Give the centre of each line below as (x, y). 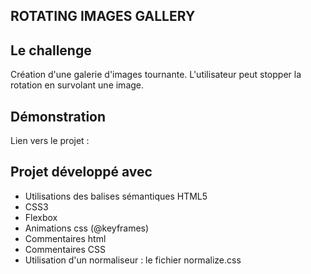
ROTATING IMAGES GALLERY (103, 16)
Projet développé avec (81, 172)
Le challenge (51, 50)
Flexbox (41, 217)
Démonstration (58, 116)
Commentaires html (65, 238)
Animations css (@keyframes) (87, 228)
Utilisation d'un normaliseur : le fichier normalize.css (133, 260)
